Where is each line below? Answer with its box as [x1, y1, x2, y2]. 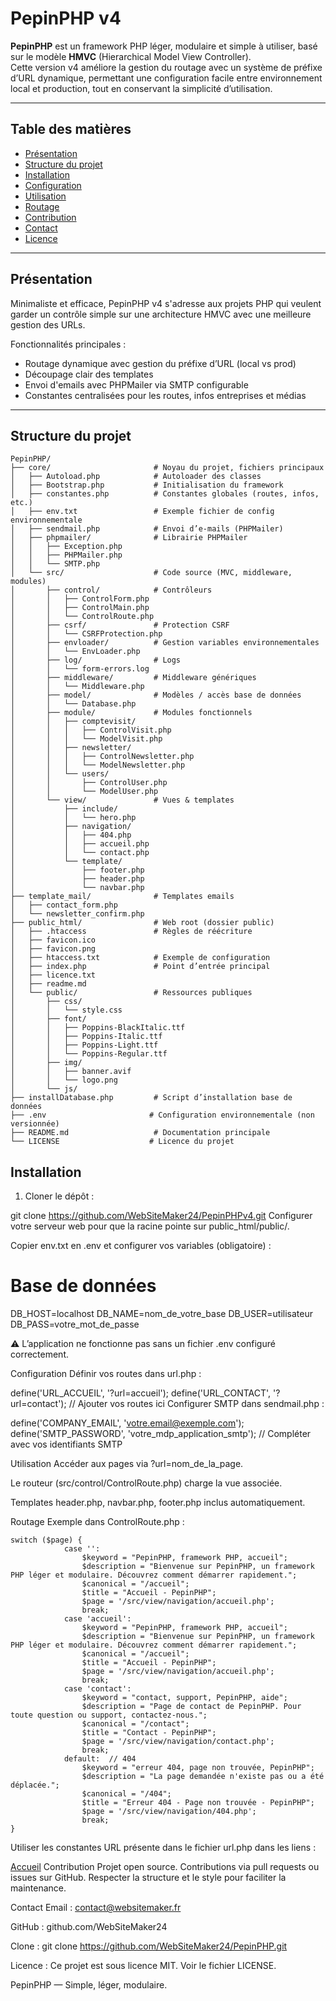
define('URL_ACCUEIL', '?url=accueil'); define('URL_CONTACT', [10, 1387, 272, 1399]
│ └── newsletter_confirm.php [10, 909, 145, 919]
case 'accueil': [63, 1614, 132, 1624]
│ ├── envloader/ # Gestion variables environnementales [10, 638, 320, 648]
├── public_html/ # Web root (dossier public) [10, 918, 275, 928]
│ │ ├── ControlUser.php [10, 778, 168, 788]
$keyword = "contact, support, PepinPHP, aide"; [81, 1693, 288, 1703]
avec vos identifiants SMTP [10, 1438, 123, 1451]
